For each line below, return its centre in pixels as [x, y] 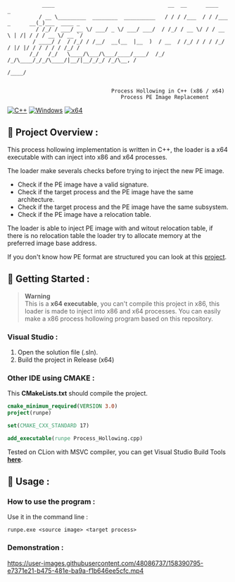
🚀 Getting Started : [49, 279]
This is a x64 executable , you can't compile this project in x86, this [122, 303]
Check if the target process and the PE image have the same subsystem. [123, 207]
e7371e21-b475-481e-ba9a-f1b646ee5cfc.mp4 [76, 571]
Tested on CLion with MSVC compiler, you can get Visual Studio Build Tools [117, 452]
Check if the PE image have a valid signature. [83, 184]
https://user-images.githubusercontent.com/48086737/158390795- [106, 563]
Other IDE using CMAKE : [51, 378]
